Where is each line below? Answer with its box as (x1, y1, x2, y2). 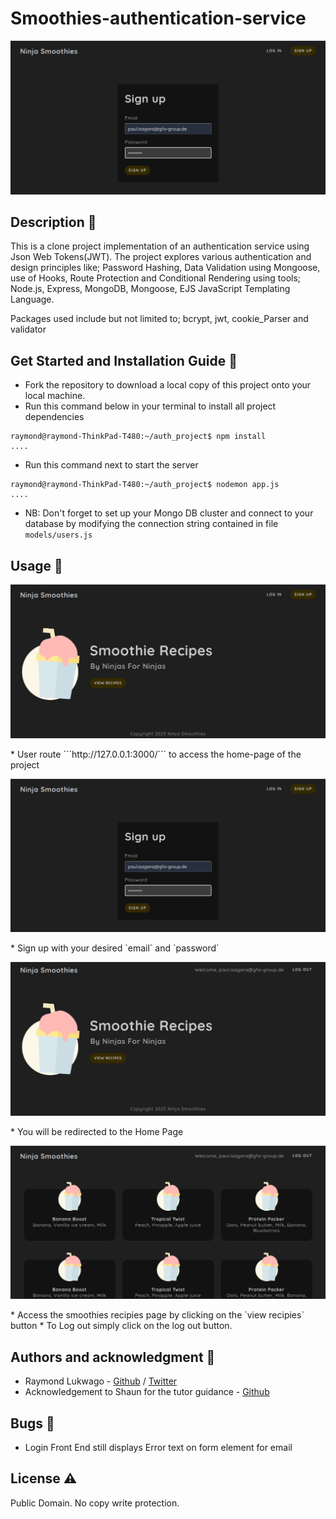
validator (10, 323, 47, 336)
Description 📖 (10, 213, 97, 231)
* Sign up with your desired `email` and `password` (10, 942, 220, 954)
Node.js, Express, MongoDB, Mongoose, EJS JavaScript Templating (10, 283, 291, 295)
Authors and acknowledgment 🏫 (10, 1348, 216, 1366)
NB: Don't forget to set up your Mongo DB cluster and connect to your (24, 507, 314, 519)
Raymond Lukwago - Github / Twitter (24, 1375, 178, 1387)
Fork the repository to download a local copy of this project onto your (24, 379, 312, 391)
